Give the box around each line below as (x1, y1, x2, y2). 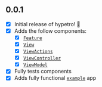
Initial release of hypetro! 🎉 (14, 20, 81, 27)
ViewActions (23, 49, 53, 55)
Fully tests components (14, 68, 72, 75)
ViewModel (23, 62, 48, 68)
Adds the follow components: (14, 27, 87, 35)
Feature (23, 35, 42, 41)
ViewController (23, 55, 61, 61)
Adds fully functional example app (14, 74, 97, 82)
